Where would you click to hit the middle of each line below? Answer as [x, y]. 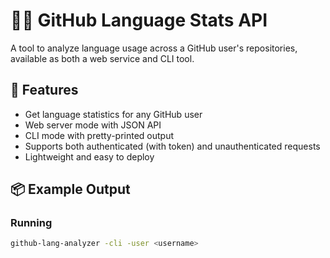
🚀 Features [44, 90]
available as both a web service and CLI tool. [102, 58]
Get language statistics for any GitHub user [113, 114]
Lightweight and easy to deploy [89, 156]
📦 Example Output [70, 189]
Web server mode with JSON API [93, 125]
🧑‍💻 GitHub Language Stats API [139, 20]
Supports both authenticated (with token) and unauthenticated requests [172, 146]
